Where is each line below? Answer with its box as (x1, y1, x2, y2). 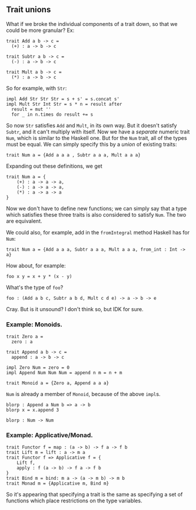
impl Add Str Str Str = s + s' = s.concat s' (6, 96, 119, 102)
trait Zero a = (6, 334, 44, 340)
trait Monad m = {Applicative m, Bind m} (6, 480, 109, 486)
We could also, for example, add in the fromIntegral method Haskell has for (6, 228, 190, 236)
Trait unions (6, 5, 51, 15)
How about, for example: (6, 262, 66, 269)
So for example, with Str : (6, 84, 67, 91)
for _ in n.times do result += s (11, 112, 94, 117)
